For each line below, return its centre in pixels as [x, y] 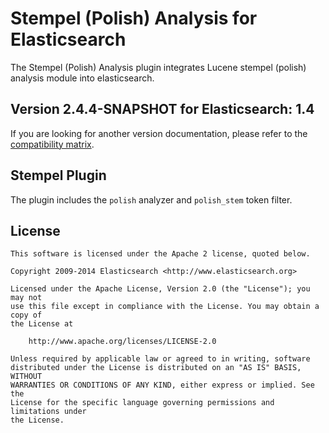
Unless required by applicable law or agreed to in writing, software [160, 359]
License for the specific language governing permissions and [142, 403]
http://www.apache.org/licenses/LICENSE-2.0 [122, 342]
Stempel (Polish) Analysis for [134, 18]
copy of [26, 315]
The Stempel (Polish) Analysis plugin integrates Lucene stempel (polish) [158, 67]
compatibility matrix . [52, 144]
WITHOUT [26, 377]
